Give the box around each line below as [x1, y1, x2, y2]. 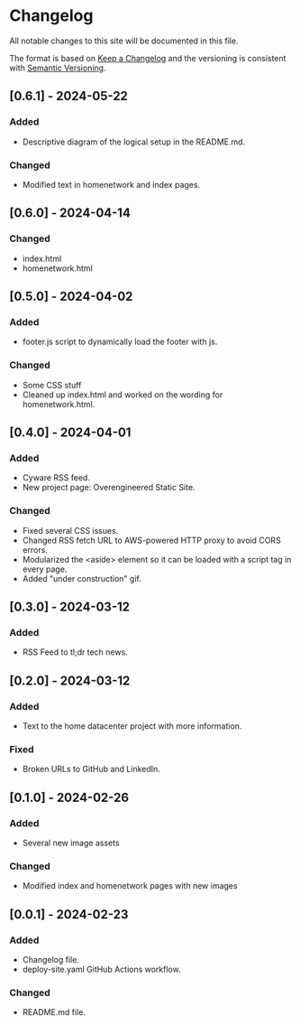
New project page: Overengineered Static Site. [22, 482, 195, 493]
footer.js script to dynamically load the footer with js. [22, 336, 218, 348]
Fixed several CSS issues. [22, 525, 119, 536]
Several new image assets [22, 837, 120, 848]
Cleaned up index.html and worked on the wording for [22, 389, 223, 400]
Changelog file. [22, 954, 79, 964]
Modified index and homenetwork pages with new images [22, 881, 238, 891]
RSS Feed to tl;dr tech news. [22, 647, 128, 657]
